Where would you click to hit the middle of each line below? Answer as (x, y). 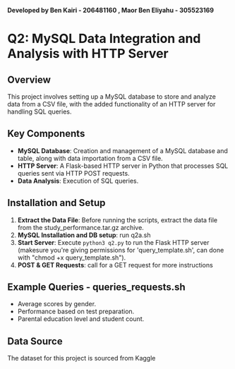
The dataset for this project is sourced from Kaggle (82, 358)
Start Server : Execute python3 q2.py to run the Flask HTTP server (113, 242)
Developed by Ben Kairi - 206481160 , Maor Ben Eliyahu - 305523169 (110, 10)
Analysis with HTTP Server (88, 54)
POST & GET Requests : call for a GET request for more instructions (115, 265)
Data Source (35, 341)
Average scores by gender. (57, 304)
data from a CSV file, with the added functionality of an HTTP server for (112, 104)
